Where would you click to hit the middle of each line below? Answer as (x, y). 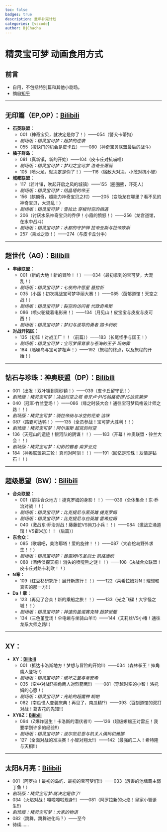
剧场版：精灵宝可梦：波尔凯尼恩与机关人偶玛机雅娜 (72, 734)
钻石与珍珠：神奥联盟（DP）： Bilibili (60, 378)
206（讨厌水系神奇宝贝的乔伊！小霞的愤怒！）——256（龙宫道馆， (89, 215)
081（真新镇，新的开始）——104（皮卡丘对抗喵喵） (73, 159)
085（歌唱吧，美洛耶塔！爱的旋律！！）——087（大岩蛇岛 (80, 543)
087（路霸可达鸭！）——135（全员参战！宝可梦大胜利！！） (74, 421)
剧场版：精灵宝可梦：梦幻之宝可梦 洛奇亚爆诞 (66, 165)
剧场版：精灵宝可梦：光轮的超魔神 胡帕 (60, 697)
